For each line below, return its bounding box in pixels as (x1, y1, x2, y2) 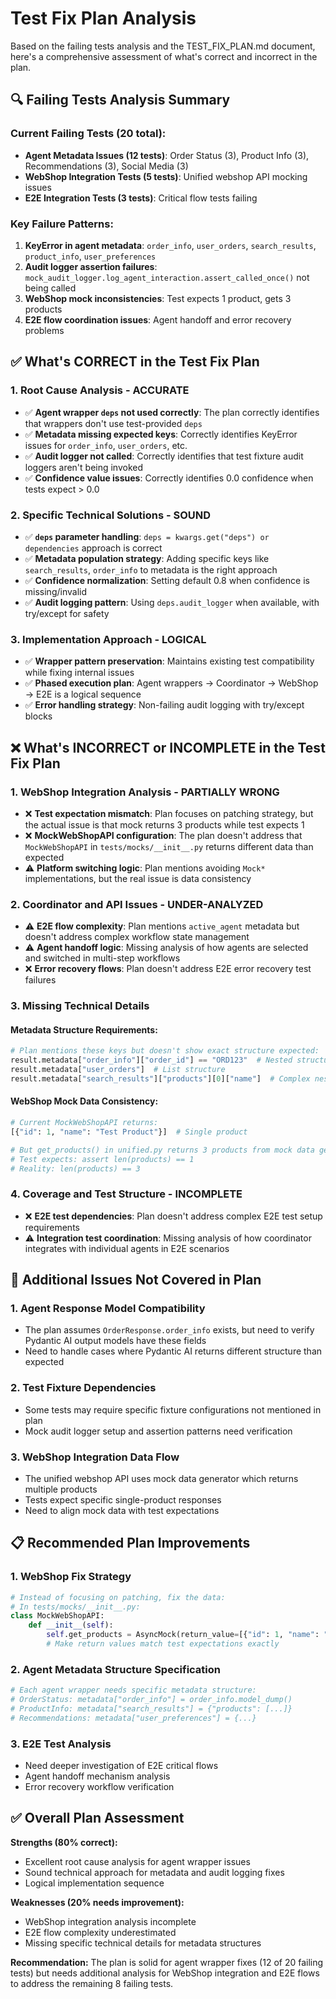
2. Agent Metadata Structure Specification (10, 1662, 221, 1676)
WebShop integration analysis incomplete (24, 1915, 197, 1927)
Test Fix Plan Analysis (10, 7, 197, 30)
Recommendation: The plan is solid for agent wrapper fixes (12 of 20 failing (10, 1956, 324, 1968)
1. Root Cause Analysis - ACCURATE (10, 383, 190, 397)
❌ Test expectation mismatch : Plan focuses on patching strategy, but (24, 807, 314, 819)
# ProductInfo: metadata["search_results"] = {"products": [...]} (10, 1703, 293, 1714)
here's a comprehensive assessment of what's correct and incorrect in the (10, 50, 318, 62)
